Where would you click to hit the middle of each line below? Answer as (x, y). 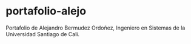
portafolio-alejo (46, 11)
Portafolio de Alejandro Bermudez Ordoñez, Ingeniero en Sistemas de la (95, 28)
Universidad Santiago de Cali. (43, 34)
